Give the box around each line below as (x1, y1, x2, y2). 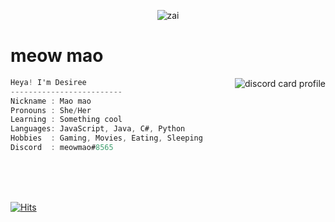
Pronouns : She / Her (10, 105, 92, 115)
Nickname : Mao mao (10, 96, 92, 106)
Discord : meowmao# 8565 (10, 143, 114, 153)
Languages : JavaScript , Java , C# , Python (10, 124, 186, 134)
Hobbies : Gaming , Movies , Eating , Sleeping (10, 133, 203, 144)
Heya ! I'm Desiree (10, 77, 87, 87)
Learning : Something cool (10, 115, 123, 125)
